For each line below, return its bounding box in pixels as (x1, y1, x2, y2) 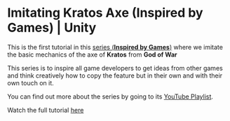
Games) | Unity (7, 20, 97, 36)
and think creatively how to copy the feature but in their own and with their (7, 71, 223, 80)
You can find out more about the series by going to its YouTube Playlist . (7, 92, 214, 101)
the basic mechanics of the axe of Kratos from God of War (7, 50, 177, 59)
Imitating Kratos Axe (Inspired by (7, 5, 203, 21)
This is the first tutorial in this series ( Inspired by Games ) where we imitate (7, 43, 223, 51)
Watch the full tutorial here (7, 106, 84, 114)
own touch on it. (7, 78, 54, 87)
